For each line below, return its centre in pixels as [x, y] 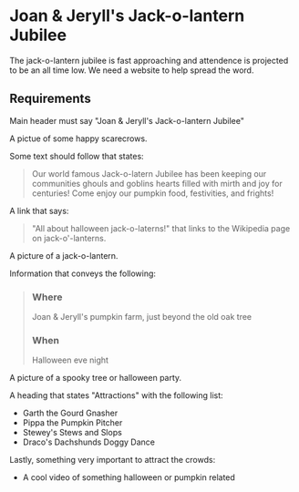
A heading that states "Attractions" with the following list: [116, 395]
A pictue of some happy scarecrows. [78, 138]
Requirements [50, 99]
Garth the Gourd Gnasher [70, 413]
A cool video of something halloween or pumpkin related [129, 477]
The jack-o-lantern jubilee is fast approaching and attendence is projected [149, 60]
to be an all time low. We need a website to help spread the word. [132, 70]
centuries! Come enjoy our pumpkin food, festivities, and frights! [153, 193]
